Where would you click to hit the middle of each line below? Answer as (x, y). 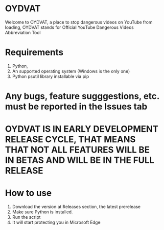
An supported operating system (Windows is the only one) (71, 71)
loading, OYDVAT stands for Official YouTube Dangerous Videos (69, 27)
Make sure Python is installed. (42, 212)
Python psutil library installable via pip (50, 76)
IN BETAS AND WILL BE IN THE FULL (80, 160)
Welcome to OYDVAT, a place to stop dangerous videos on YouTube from (79, 22)
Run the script (26, 217)
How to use (28, 193)
